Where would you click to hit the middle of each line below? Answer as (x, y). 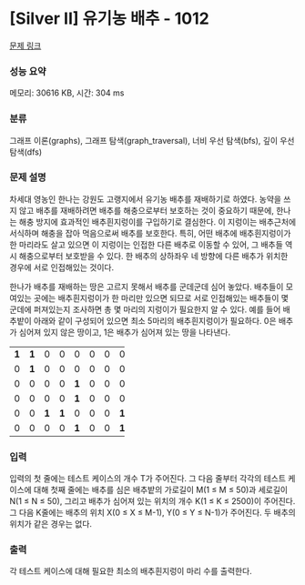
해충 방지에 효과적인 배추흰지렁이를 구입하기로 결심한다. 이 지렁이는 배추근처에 (158, 222)
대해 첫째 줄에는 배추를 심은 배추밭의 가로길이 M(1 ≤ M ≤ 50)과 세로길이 (161, 490)
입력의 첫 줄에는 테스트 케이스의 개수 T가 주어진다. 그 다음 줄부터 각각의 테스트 (148, 479)
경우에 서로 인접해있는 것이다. (62, 267)
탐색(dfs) (26, 152)
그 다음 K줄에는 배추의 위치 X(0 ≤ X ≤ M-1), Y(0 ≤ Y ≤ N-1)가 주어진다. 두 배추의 (152, 513)
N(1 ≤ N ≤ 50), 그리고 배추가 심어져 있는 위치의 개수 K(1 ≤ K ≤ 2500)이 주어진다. (152, 501)
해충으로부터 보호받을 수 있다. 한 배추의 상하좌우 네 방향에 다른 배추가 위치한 (153, 256)
